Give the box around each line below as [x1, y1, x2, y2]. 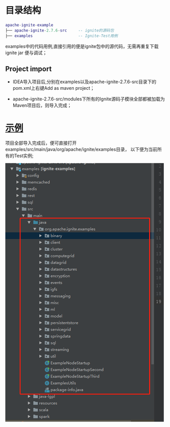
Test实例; [14, 153, 34, 159]
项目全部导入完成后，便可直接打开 [5, 140, 77, 146]
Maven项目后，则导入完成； [12, 103, 72, 109]
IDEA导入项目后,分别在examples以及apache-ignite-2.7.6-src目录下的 [12, 79, 157, 85]
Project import [5, 64, 52, 73]
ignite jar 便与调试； [5, 49, 47, 56]
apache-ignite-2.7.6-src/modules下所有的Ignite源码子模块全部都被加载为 [12, 96, 165, 102]
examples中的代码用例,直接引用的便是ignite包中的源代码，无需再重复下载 [5, 43, 159, 49]
